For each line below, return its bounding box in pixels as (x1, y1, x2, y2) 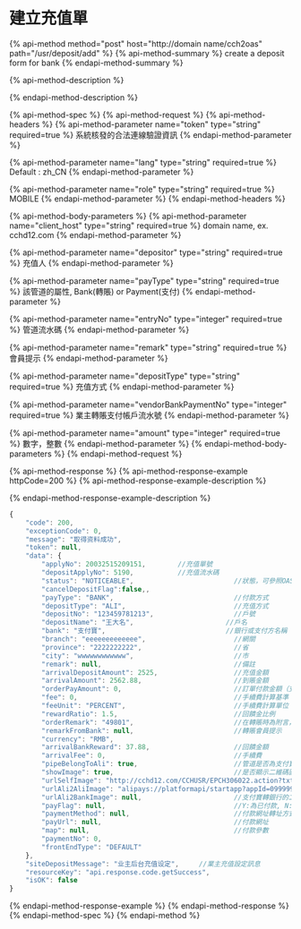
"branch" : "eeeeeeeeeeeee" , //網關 (41, 635, 256, 644)
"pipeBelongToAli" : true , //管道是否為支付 (41, 760, 289, 769)
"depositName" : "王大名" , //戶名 (41, 618, 248, 627)
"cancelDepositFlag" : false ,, (41, 584, 150, 593)
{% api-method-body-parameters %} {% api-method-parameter (9, 210, 247, 221)
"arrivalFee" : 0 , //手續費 (41, 751, 262, 761)
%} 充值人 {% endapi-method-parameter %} (9, 257, 174, 268)
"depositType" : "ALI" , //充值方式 (41, 601, 269, 610)
